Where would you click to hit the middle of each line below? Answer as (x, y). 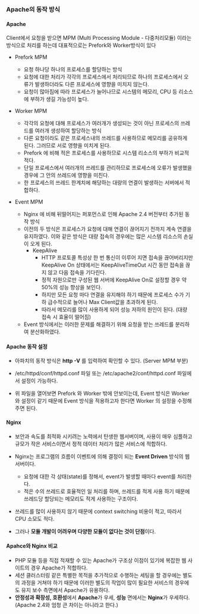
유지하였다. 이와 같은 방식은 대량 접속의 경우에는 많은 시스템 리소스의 (103, 236)
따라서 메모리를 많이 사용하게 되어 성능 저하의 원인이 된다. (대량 (114, 309)
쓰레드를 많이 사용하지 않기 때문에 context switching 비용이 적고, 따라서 (98, 511)
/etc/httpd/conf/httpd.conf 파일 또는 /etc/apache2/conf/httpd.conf (95, 374)
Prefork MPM (31, 57)
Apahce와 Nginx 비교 (32, 546)
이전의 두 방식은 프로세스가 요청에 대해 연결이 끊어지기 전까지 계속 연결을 (108, 229)
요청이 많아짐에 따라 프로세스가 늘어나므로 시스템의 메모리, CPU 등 (100, 92)
